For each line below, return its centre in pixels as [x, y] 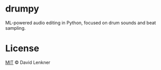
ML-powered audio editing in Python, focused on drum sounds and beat [81, 23]
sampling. [15, 28]
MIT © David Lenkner [28, 62]
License [22, 49]
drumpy [22, 9]
